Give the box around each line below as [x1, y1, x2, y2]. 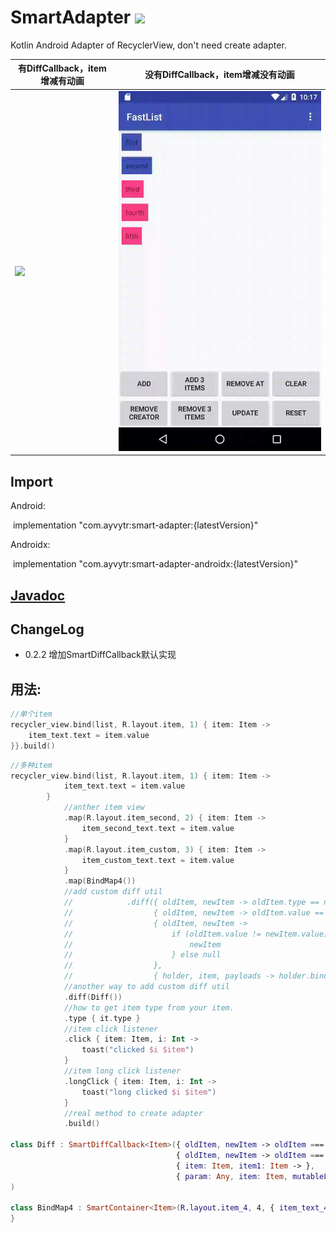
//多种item [10, 760, 53, 770]
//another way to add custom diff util [63, 982, 230, 992]
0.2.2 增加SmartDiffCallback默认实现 [24, 649, 177, 661]
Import [10, 473, 53, 490]
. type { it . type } [63, 1013, 141, 1023]
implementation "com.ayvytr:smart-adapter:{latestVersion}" [12, 519, 259, 531]
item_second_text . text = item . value [81, 823, 235, 833]
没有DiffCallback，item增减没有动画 [144, 69, 295, 81]
